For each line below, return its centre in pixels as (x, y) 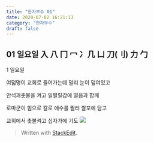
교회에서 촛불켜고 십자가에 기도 (43, 121)
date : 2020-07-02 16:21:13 (40, 17)
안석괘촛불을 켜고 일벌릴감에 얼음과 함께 (53, 95)
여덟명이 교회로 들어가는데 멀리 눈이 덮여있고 (58, 83)
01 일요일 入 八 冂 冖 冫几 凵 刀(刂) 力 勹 (77, 54)
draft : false (22, 28)
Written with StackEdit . (49, 133)
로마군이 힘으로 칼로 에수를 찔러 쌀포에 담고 (57, 108)
